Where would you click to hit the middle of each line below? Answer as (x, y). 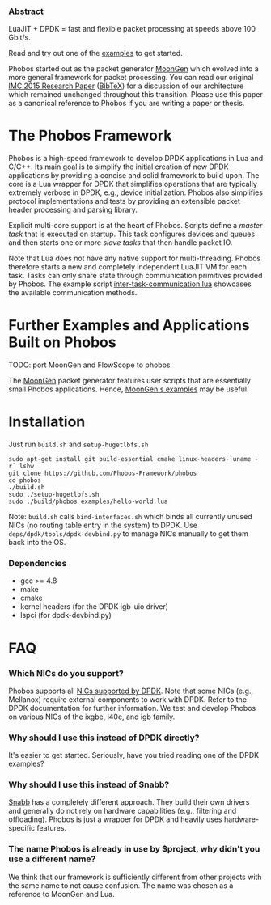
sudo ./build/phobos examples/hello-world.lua (88, 502)
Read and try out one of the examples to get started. (96, 53)
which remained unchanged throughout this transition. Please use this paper (135, 95)
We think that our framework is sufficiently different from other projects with (135, 877)
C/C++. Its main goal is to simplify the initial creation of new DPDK (119, 167)
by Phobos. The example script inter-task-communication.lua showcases (130, 284)
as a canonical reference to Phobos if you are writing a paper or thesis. (127, 104)
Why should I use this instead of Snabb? (89, 784)
